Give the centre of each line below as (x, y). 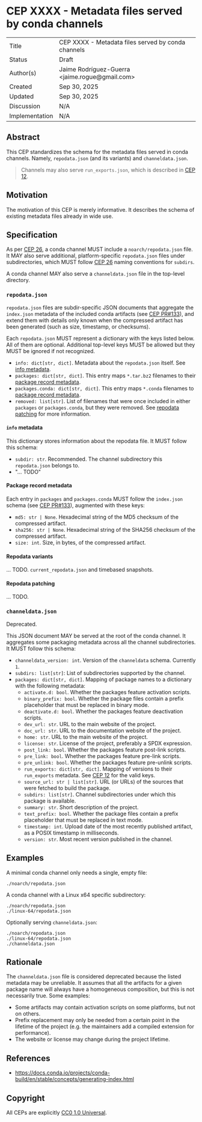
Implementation (31, 116)
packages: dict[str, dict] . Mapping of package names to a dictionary (103, 679)
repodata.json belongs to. (47, 465)
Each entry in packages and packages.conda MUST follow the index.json (95, 499)
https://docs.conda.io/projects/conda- (62, 1073)
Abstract (23, 137)
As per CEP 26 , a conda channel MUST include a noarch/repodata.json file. (100, 249)
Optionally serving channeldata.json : (52, 922)
